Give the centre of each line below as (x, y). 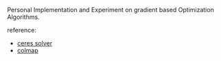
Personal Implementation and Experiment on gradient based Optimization (110, 10)
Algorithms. (23, 17)
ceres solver (35, 43)
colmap (28, 50)
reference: (22, 30)
